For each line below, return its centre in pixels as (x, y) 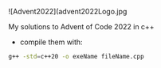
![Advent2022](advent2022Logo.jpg (68, 11)
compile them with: (51, 42)
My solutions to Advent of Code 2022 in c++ (81, 26)
